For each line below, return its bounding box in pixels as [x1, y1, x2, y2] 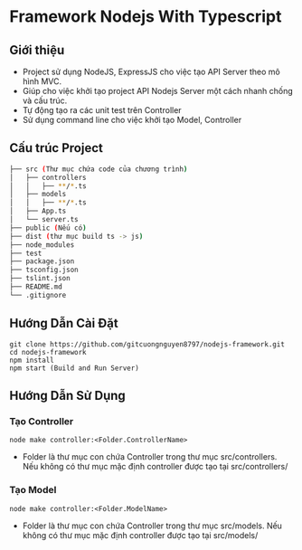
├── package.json [9, 257, 75, 266]
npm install [9, 356, 54, 365]
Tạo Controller [9, 414, 74, 427]
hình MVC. [22, 76, 62, 87]
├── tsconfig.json [9, 265, 79, 275]
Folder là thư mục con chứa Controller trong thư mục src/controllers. [22, 451, 278, 462]
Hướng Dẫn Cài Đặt [9, 316, 119, 331]
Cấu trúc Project [9, 140, 104, 156]
